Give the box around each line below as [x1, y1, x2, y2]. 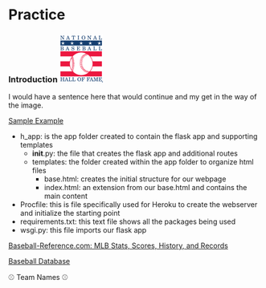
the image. [8, 100, 44, 110]
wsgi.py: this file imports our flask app [19, 225, 147, 235]
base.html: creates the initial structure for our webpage [43, 174, 227, 184]
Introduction [8, 74, 58, 85]
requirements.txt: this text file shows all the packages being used [19, 217, 236, 226]
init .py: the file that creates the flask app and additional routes [31, 148, 239, 158]
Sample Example [8, 116, 64, 126]
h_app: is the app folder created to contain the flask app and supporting [19, 132, 258, 141]
